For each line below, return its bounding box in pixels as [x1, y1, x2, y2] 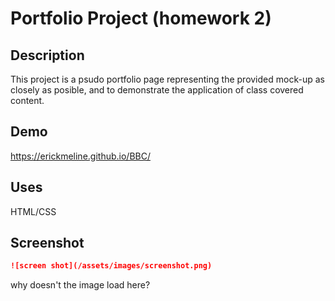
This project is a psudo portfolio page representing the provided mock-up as [10, 73, 325, 85]
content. [10, 95, 45, 106]
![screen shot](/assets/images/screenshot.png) [10, 261, 213, 271]
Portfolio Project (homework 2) [10, 7, 272, 30]
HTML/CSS [10, 205, 57, 217]
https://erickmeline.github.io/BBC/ [10, 150, 151, 162]
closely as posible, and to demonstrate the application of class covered [10, 84, 304, 96]
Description [10, 47, 85, 64]
